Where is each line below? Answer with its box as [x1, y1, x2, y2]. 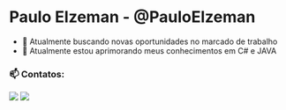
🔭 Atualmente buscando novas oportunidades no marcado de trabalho [21, 36, 278, 47]
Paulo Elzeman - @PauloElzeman [9, 7, 256, 27]
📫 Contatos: [9, 68, 64, 80]
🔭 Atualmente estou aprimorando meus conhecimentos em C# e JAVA [21, 45, 277, 55]
